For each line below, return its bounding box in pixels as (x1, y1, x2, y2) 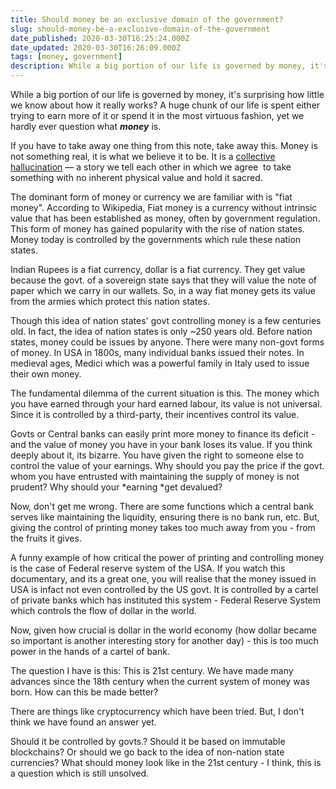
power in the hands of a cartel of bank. (10, 646, 170, 657)
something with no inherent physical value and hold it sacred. (10, 172, 263, 183)
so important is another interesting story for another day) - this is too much (10, 635, 319, 646)
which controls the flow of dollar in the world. (10, 605, 197, 616)
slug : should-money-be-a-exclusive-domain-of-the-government (10, 24, 271, 34)
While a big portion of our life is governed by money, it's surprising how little (10, 89, 325, 100)
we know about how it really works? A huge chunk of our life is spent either (10, 99, 321, 111)
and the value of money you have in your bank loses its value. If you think (10, 439, 313, 450)
